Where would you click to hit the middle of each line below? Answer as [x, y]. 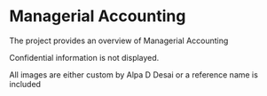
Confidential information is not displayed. [84, 57]
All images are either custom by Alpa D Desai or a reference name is [134, 74]
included [25, 84]
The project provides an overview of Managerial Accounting [119, 41]
